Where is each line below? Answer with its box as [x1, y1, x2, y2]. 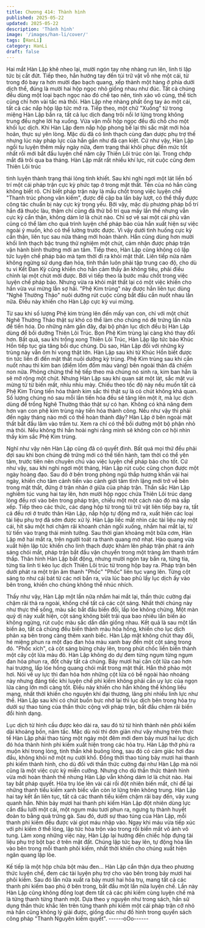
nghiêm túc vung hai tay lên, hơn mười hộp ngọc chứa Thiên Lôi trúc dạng [6, 490, 192, 498]
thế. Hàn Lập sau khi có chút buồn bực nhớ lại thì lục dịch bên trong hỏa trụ [6, 697, 196, 704]
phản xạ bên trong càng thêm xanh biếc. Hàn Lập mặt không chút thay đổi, [6, 631, 195, 639]
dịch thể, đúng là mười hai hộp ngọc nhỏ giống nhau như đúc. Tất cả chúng [6, 85, 195, 92]
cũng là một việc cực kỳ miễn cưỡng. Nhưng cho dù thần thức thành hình [6, 767, 190, 774]
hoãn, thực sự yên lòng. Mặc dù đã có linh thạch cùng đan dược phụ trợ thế [6, 130, 196, 137]
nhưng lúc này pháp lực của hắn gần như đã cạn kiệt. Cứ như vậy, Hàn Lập [6, 137, 194, 144]
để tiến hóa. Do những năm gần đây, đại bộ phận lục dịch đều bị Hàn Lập [6, 322, 190, 330]
